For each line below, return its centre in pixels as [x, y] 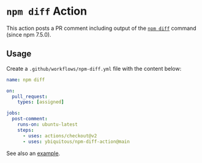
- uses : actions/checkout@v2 [60, 136]
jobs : [13, 113]
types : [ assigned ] [41, 102]
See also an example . [33, 153]
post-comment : [30, 119]
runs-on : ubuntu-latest [48, 125]
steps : [26, 130]
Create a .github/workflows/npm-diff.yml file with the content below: [94, 68]
